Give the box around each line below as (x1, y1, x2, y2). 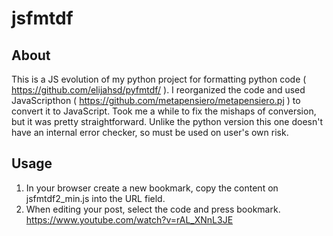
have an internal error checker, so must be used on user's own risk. (11, 127, 289, 138)
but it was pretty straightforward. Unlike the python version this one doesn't (11, 116, 324, 127)
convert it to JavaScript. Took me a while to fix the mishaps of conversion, (11, 105, 317, 117)
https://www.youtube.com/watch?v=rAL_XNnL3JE (25, 213, 234, 226)
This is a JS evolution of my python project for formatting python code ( (11, 73, 307, 85)
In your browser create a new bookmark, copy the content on (25, 182, 279, 194)
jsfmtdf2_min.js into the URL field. (25, 192, 166, 204)
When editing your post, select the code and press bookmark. (25, 203, 281, 215)
